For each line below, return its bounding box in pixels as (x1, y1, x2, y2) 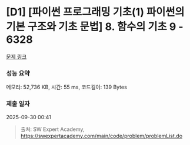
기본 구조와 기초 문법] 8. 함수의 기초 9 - (6, 20, 184, 33)
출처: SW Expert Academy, (20, 126, 85, 133)
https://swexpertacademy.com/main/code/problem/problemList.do (20, 132, 183, 139)
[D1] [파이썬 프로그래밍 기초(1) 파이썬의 (6, 5, 185, 19)
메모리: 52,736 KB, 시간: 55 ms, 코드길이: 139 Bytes (6, 83, 128, 91)
